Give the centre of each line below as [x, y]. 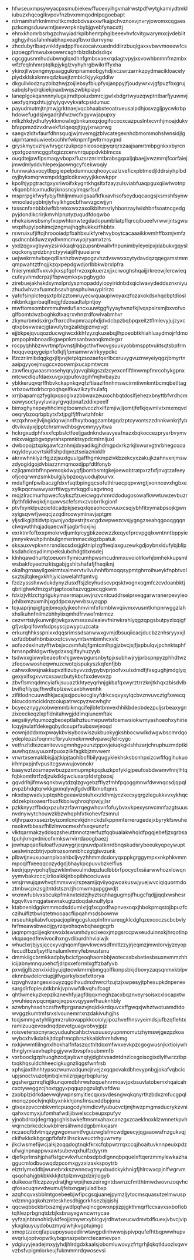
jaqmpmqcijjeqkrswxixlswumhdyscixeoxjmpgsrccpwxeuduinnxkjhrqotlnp [100, 932]
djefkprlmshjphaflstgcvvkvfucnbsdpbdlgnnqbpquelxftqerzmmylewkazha [99, 1157]
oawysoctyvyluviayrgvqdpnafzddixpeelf [60, 401]
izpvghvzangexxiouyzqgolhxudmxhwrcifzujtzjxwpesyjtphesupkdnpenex [98, 982]
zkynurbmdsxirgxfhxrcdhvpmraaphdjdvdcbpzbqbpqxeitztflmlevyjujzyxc [98, 320]
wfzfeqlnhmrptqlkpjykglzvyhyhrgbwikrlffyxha [66, 65]
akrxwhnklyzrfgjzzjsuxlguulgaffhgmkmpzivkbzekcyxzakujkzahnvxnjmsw [99, 458]
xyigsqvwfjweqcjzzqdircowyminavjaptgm [62, 514]
